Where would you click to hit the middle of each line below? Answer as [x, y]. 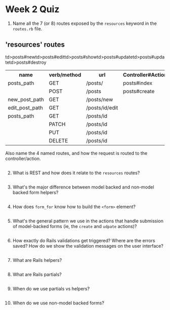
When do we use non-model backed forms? [58, 303]
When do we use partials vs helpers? [51, 288]
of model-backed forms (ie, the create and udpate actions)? [75, 226]
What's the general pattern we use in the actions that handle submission [88, 221]
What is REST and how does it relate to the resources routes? [76, 173]
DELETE [58, 140]
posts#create [139, 91]
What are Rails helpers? [37, 260]
